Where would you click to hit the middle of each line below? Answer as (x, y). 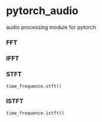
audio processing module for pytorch (51, 27)
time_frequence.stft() (34, 87)
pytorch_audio (42, 11)
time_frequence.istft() (35, 113)
